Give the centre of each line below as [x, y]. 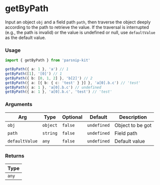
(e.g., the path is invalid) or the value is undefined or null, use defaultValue [80, 32]
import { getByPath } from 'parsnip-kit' [48, 61]
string [50, 133]
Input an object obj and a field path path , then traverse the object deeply [78, 22]
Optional [72, 117]
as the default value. [26, 38]
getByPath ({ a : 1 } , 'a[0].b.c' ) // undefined [53, 87]
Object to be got [133, 125]
